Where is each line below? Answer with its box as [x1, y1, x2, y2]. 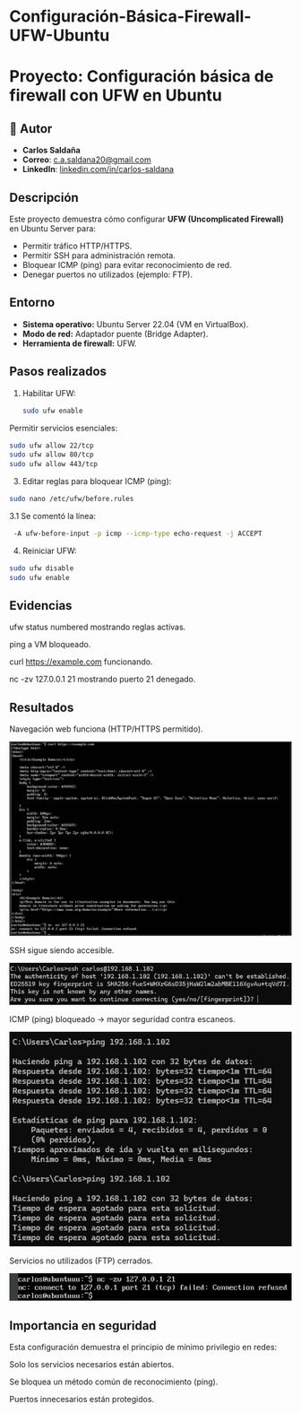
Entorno [9, 295, 56, 310]
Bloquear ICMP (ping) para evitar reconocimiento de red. [21, 260, 232, 270]
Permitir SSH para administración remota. [21, 250, 176, 261]
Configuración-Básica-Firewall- [9, 6, 252, 27]
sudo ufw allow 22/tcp [9, 441, 94, 450]
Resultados [9, 699, 74, 715]
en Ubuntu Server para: [9, 223, 97, 234]
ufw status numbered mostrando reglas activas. [9, 621, 186, 633]
